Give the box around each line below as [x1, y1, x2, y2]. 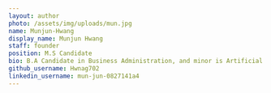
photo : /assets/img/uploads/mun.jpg [8, 19, 132, 27]
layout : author [8, 11, 60, 20]
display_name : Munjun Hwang [8, 34, 104, 43]
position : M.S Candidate [8, 49, 92, 57]
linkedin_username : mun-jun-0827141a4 [8, 72, 140, 80]
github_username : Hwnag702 [8, 65, 100, 73]
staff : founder [8, 42, 60, 50]
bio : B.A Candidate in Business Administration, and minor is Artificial [8, 57, 264, 66]
